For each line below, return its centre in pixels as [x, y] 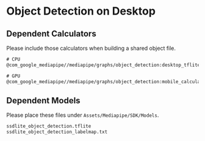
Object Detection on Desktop [81, 11]
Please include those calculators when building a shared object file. [91, 48]
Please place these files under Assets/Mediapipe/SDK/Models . [83, 115]
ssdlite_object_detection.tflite [49, 126]
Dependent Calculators [51, 34]
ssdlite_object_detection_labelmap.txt [57, 132]
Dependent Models [43, 101]
